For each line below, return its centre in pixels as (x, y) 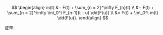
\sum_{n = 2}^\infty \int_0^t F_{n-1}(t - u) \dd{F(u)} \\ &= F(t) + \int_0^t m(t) (83, 13)
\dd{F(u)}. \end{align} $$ (83, 18)
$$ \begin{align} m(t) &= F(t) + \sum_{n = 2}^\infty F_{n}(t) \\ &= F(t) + (83, 8)
